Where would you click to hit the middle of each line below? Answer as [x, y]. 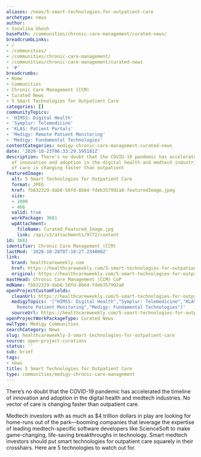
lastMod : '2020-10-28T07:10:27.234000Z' [57, 252]
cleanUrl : [24, 296]
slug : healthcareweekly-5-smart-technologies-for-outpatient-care [91, 335]
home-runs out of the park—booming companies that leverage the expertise [100, 422]
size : [19, 196]
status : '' [20, 346]
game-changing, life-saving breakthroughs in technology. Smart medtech [97, 435]
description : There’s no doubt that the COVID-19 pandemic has [87, 157]
